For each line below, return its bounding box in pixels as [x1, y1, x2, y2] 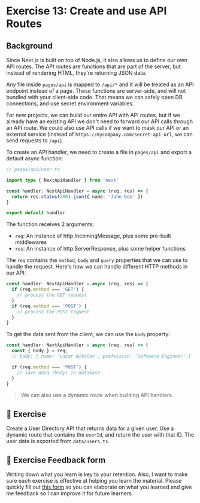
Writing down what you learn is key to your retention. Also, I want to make [6, 471, 188, 478]
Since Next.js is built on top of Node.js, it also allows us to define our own [6, 57, 187, 63]
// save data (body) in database [17, 370, 101, 376]
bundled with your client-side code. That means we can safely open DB [6, 94, 183, 100]
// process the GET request [17, 292, 87, 298]
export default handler [6, 210, 66, 216]
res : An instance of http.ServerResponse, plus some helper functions [14, 245, 186, 252]
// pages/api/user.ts [6, 166, 60, 172]
